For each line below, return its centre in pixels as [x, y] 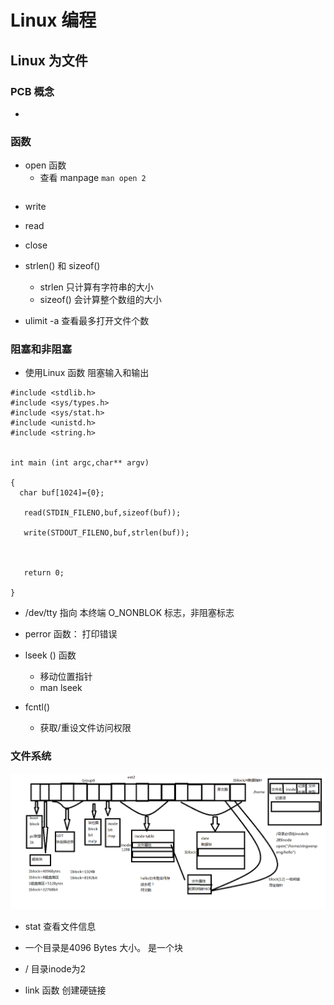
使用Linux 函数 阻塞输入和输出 [87, 373]
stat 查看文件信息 [60, 926]
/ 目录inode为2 [55, 968]
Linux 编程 [53, 20]
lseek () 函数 [50, 655]
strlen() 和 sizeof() [62, 266]
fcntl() [37, 707]
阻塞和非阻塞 [41, 349]
